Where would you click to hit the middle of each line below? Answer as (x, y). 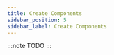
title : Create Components (44, 13)
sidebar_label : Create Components (57, 26)
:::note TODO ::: (30, 46)
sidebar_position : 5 (37, 20)
